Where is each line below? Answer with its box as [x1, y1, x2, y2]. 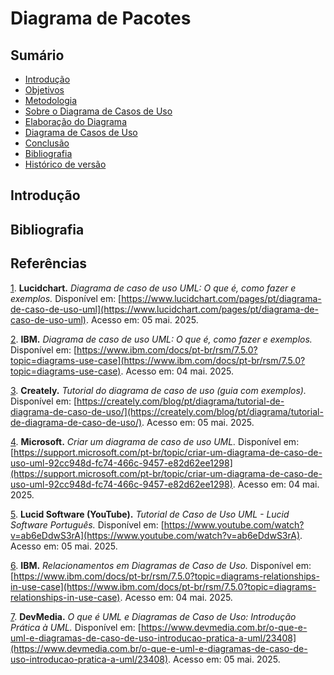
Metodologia [24, 95, 78, 106]
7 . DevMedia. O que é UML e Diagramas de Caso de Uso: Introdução [10, 610, 297, 622]
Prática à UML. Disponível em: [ [10, 621, 142, 633]
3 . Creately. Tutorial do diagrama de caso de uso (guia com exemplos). [10, 384, 307, 396]
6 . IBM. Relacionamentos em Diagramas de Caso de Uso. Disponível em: [10, 559, 312, 571]
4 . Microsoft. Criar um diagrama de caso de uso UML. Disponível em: [10, 435, 300, 447]
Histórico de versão [24, 158, 107, 170]
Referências [10, 255, 88, 272]
